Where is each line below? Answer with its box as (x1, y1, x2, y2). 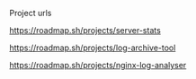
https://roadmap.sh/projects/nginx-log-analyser (9, 60, 187, 70)
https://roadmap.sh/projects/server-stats (9, 25, 162, 35)
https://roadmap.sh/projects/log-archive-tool (9, 42, 176, 53)
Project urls (9, 8, 52, 18)
